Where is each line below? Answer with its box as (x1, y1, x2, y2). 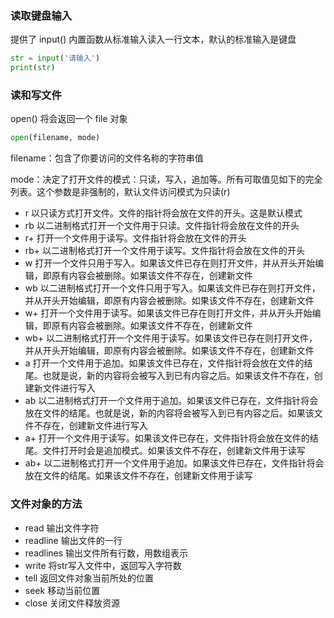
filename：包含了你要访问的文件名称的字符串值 (10, 152, 204, 164)
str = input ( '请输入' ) (10, 53, 101, 64)
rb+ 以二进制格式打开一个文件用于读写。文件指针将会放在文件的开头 (24, 245, 306, 257)
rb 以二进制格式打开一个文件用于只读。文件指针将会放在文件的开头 (24, 220, 300, 232)
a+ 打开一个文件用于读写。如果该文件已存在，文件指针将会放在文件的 (24, 432, 310, 444)
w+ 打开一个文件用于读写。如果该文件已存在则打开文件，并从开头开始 (24, 307, 313, 319)
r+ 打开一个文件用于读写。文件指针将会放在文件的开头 (24, 232, 247, 244)
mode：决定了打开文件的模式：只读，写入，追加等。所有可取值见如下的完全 (10, 173, 323, 186)
